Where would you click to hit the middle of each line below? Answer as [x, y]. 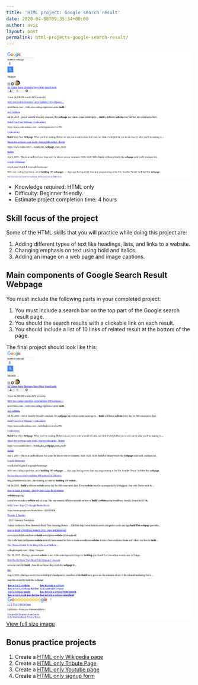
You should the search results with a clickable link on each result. [95, 323]
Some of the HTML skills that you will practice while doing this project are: [97, 233]
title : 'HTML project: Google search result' [63, 12]
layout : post [22, 31]
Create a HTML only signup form [55, 676]
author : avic [22, 25]
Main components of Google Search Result [87, 275]
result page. [29, 316]
